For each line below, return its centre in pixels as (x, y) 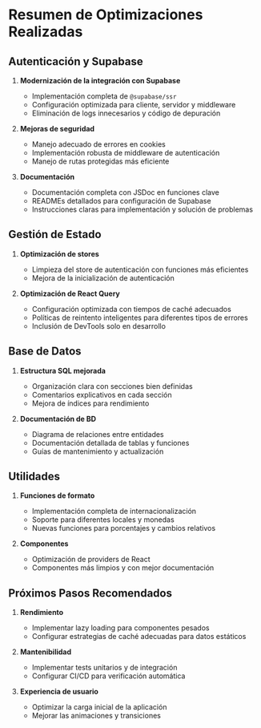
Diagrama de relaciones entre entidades (98, 434)
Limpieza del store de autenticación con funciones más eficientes (140, 269)
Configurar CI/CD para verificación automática (108, 676)
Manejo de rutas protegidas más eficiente (100, 161)
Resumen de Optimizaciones (106, 15)
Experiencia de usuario (59, 692)
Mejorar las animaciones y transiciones (96, 716)
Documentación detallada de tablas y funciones (110, 443)
